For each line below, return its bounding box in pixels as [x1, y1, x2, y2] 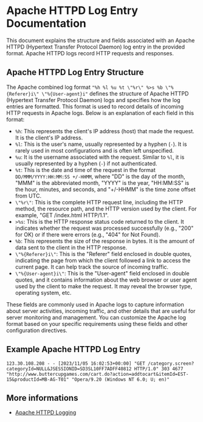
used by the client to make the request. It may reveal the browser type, [15, 282, 193, 289]
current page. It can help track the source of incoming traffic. [15, 263, 169, 271]
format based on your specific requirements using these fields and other [6, 320, 188, 327]
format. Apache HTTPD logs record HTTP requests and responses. [6, 49, 174, 57]
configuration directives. [6, 327, 68, 334]
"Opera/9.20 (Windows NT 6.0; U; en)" [71, 376, 170, 382]
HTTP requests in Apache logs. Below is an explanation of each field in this [6, 109, 194, 116]
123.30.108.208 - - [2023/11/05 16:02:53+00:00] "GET [6, 360, 146, 367]
